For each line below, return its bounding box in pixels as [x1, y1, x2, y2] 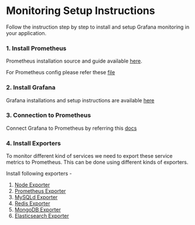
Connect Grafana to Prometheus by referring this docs [6, 124, 137, 131]
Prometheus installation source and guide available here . [6, 57, 142, 65]
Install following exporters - [6, 170, 72, 177]
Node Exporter [14, 181, 50, 188]
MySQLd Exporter [14, 194, 58, 201]
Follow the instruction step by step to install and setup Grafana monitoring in [6, 23, 190, 30]
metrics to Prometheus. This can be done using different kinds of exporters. [6, 159, 189, 166]
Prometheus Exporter [14, 188, 66, 195]
